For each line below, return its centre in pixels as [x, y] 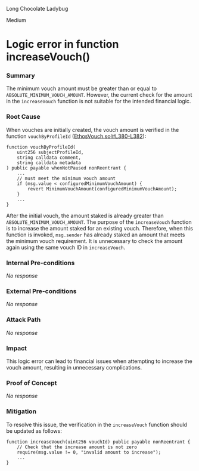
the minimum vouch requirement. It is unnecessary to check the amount [94, 241]
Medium [16, 20]
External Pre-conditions [41, 291]
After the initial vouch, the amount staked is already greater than [85, 216]
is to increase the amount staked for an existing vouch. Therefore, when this [100, 228]
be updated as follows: [34, 431]
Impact [17, 348]
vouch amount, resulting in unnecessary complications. [74, 367]
